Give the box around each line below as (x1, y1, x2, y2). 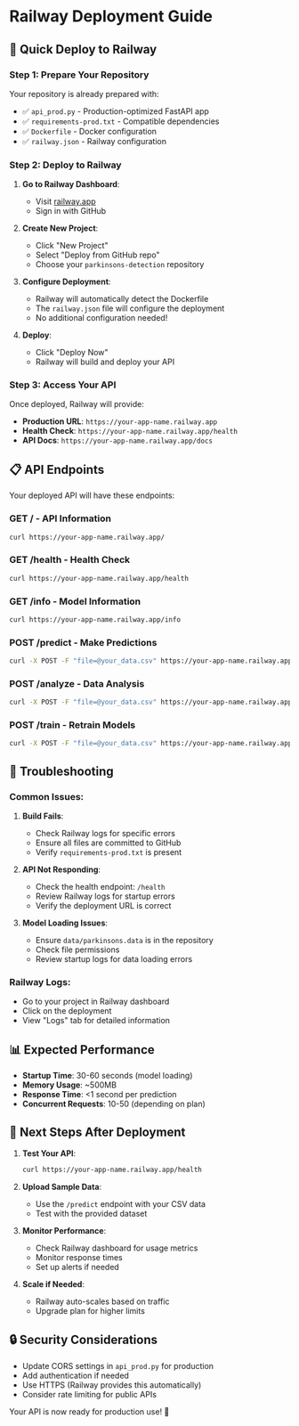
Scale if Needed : (21, 1278, 85, 1289)
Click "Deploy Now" (35, 347, 109, 358)
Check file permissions (35, 944, 120, 955)
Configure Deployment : (21, 276, 111, 287)
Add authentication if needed (21, 1370, 129, 1381)
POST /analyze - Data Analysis (9, 677, 145, 689)
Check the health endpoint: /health (35, 882, 166, 892)
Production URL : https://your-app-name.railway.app (21, 416, 218, 427)
